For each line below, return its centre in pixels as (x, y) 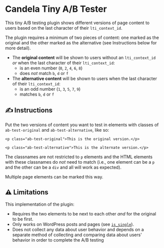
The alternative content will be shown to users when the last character (84, 78)
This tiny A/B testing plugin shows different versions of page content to (77, 23)
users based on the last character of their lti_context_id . (64, 28)
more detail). (18, 48)
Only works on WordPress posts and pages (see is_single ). (73, 224)
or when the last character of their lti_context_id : (64, 63)
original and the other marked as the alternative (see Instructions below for (81, 42)
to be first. (23, 219)
